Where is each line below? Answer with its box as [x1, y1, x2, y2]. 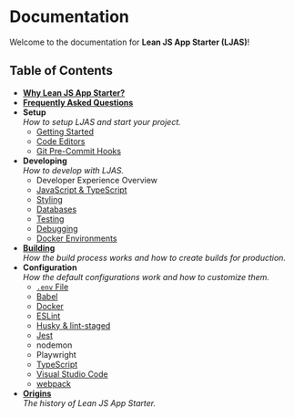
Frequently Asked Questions [22, 97, 134, 108]
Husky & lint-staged [35, 319, 111, 330]
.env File [35, 281, 69, 292]
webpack [35, 378, 71, 389]
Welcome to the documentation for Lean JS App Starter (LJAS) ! [9, 37, 250, 47]
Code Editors [35, 135, 86, 147]
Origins [22, 388, 52, 399]
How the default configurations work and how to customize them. [22, 271, 270, 282]
